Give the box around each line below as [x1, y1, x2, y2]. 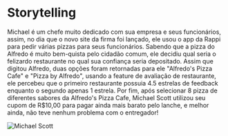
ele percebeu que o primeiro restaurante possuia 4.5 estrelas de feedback [7, 79, 219, 87]
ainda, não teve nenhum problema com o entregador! [7, 108, 159, 117]
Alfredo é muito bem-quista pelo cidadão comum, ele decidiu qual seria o [7, 50, 216, 58]
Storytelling [7, 5, 77, 21]
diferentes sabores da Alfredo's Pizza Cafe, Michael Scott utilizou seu [7, 93, 206, 101]
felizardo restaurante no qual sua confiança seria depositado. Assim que [7, 57, 214, 65]
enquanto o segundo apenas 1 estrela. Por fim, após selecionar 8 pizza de [7, 86, 218, 95]
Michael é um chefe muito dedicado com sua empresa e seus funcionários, [7, 28, 221, 36]
